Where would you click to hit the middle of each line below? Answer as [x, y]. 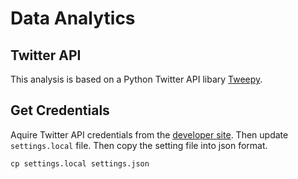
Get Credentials [60, 110]
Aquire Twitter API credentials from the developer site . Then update [149, 134]
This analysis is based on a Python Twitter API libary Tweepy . [136, 79]
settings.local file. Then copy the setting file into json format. [139, 145]
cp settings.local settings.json [80, 163]
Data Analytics [73, 18]
